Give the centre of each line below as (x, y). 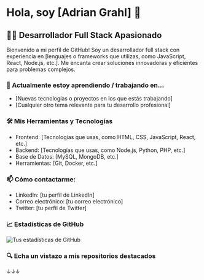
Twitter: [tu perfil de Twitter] (51, 208)
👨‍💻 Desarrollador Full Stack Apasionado (84, 35)
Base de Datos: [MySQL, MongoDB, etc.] (67, 156)
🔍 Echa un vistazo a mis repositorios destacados (81, 256)
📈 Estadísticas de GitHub (45, 224)
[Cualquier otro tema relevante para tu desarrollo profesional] (93, 105)
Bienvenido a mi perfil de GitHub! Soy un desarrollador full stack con (93, 50)
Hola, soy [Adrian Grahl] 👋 (74, 13)
